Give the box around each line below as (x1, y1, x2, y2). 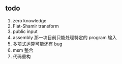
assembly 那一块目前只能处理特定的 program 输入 (12, 34, 117, 40)
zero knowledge (12, 17, 47, 23)
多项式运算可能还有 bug (12, 41, 63, 47)
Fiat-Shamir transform (12, 23, 59, 29)
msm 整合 (12, 47, 34, 53)
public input (12, 28, 38, 35)
